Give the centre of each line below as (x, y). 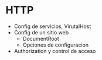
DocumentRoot (41, 38)
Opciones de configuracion (56, 45)
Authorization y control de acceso (55, 51)
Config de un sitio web (41, 32)
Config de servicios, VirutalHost (52, 26)
